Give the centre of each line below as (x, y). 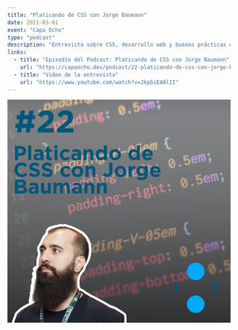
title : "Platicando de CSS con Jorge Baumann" (77, 15)
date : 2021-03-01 (33, 22)
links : (17, 52)
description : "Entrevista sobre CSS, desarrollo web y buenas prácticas (117, 45)
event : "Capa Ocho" (36, 30)
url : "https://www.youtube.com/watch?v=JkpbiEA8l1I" (100, 82)
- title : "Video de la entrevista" (66, 74)
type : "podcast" (31, 38)
